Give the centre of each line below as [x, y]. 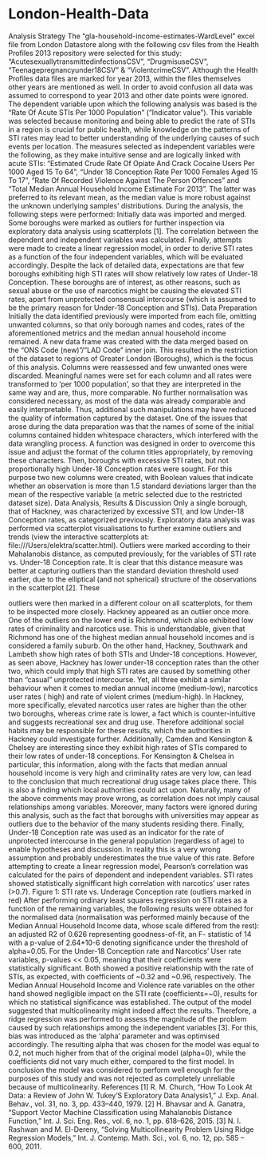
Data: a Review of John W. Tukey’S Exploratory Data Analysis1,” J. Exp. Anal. [133, 1095]
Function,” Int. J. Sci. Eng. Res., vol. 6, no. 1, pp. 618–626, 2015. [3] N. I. [125, 1121]
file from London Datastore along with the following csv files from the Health [133, 44]
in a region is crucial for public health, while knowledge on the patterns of [129, 129]
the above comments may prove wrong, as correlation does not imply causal [134, 798]
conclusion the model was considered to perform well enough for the [122, 1070]
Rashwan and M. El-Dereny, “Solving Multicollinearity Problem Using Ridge [131, 1129]
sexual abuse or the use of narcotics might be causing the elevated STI [125, 290]
